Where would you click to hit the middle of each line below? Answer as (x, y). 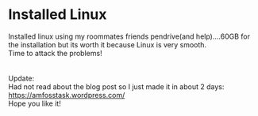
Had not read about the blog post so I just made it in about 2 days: (116, 86)
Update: (21, 78)
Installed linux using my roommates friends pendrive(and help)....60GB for (129, 36)
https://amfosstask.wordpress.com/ (67, 95)
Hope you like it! (35, 103)
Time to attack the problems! (55, 53)
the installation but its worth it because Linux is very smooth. (108, 44)
